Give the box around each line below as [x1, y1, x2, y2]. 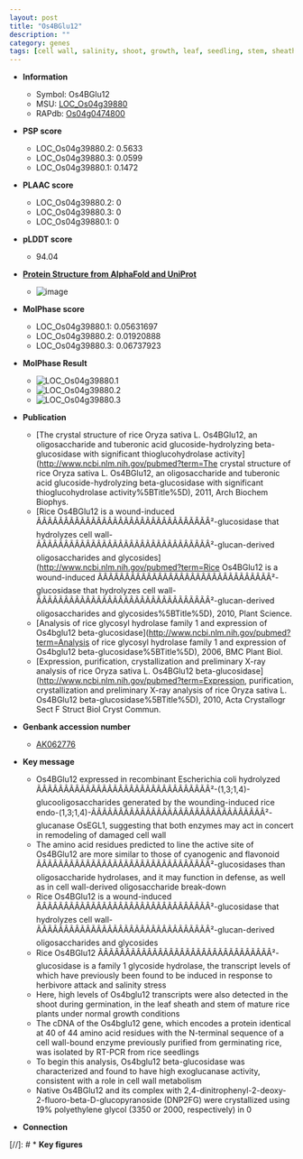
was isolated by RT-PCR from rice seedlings [35, 1047, 200, 1058]
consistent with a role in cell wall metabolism [35, 1075, 203, 1087]
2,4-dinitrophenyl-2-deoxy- [183, 1085, 287, 1096]
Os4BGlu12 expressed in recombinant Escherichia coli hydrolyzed [35, 774, 281, 785]
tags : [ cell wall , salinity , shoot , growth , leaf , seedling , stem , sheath [9, 47, 297, 56]
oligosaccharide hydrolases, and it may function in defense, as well [35, 872, 286, 883]
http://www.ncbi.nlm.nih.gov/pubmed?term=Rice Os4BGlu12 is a [39, 562, 279, 573]
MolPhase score [22, 304, 85, 315]
